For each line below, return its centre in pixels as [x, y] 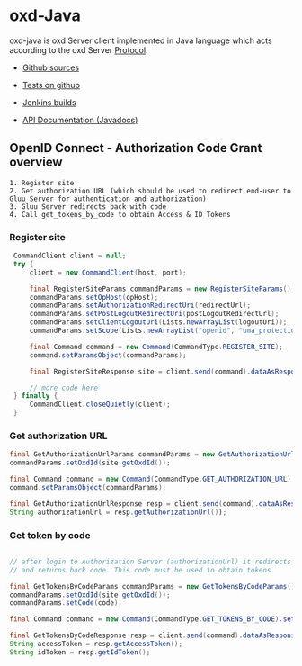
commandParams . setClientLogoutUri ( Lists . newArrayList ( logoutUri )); [158, 322]
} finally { [36, 396]
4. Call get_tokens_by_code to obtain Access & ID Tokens [120, 214]
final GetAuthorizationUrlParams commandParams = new [112, 454]
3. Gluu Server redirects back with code [88, 207]
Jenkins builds [49, 102]
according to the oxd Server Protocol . [79, 49]
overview [36, 162]
